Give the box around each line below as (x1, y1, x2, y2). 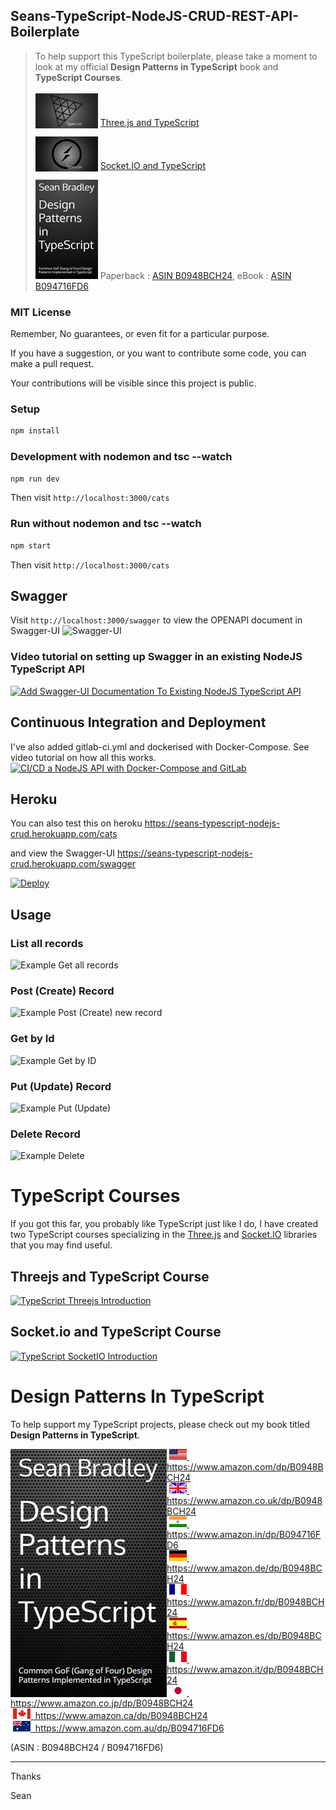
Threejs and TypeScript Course (10, 1268, 210, 1285)
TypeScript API (10, 662, 85, 676)
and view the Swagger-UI (10, 847, 116, 859)
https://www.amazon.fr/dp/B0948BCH (166, 1595, 325, 1608)
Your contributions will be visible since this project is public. (10, 377, 257, 389)
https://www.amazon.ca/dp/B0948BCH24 (34, 1709, 208, 1721)
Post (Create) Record (10, 984, 115, 998)
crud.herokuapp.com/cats (10, 828, 118, 840)
